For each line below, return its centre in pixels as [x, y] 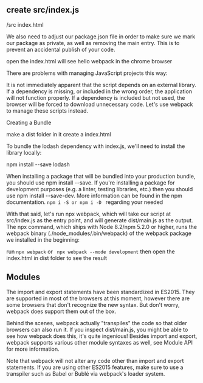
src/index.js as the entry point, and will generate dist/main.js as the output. [100, 220]
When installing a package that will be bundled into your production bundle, [101, 176]
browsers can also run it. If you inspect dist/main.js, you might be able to [97, 329]
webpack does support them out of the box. [61, 311]
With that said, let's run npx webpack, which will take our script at [89, 214]
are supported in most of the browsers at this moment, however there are [98, 298]
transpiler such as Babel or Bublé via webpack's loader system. [86, 373]
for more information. [33, 349]
